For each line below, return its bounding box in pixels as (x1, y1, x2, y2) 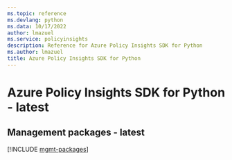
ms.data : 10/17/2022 (7, 23, 67, 30)
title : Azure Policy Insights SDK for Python (7, 55, 141, 62)
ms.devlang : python (7, 17, 64, 23)
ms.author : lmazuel (7, 49, 64, 56)
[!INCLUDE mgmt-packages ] (7, 145, 89, 153)
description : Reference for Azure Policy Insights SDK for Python (7, 42, 203, 49)
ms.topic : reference (7, 10, 67, 17)
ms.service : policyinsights (7, 36, 89, 43)
